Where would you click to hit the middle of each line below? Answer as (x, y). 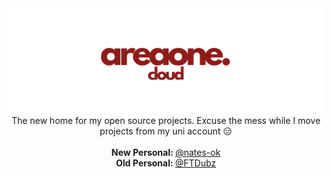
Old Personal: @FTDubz (166, 163)
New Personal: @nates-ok (166, 152)
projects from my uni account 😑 (166, 131)
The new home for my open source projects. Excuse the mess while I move (166, 120)
